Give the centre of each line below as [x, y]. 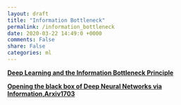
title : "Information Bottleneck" [56, 20]
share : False [26, 46]
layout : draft [28, 14]
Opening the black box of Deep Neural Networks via [85, 86]
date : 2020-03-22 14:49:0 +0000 [55, 33]
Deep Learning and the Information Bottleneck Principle [90, 72]
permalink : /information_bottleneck [61, 27]
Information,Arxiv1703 [41, 93]
